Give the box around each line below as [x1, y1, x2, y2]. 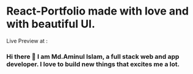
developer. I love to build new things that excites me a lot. [6, 59, 180, 68]
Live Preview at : [6, 37, 48, 44]
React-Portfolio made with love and [6, 4, 189, 18]
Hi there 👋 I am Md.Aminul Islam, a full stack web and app [6, 52, 180, 61]
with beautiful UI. [6, 17, 96, 31]
